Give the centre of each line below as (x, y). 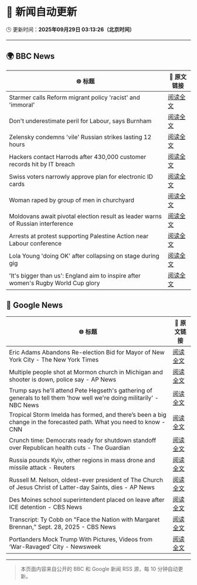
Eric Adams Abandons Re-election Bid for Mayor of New (87, 352)
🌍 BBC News (30, 56)
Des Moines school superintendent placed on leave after (87, 499)
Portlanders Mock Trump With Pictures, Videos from (81, 539)
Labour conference (35, 243)
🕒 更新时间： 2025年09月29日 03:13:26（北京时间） (70, 29)
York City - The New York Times (54, 360)
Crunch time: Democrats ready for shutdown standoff (83, 440)
